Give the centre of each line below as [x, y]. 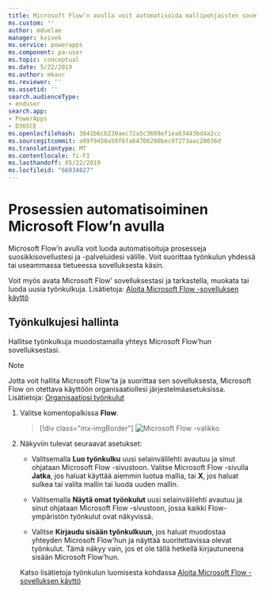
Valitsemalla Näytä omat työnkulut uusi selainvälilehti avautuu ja [137, 499]
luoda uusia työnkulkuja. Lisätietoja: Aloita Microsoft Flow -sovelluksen [123, 289]
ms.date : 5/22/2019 [40, 67]
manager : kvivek [35, 38]
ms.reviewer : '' [35, 82]
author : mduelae [35, 30]
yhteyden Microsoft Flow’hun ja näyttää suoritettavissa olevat [131, 540]
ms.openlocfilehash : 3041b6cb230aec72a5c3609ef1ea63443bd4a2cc [115, 133]
